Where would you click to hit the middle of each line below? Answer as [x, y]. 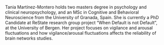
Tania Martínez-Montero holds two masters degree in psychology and [76, 7]
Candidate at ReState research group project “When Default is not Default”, [81, 22]
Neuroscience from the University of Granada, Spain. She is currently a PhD [82, 17]
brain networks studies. [29, 38]
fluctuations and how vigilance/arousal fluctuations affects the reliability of [81, 33]
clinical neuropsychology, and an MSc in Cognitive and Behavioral [72, 12]
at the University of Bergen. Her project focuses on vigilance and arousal [79, 28]
